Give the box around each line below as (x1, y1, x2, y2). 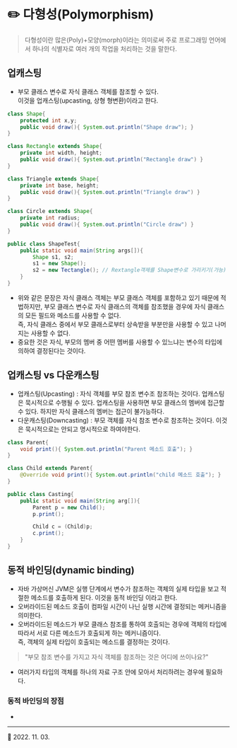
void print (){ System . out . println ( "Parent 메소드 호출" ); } (20, 445, 193, 453)
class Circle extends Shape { (7, 208, 93, 215)
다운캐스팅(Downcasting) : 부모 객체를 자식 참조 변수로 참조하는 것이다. (17, 415, 214, 425)
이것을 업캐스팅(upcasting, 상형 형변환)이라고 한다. (17, 96, 159, 105)
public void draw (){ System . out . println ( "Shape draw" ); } (20, 123, 194, 131)
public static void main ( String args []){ (20, 247, 143, 254)
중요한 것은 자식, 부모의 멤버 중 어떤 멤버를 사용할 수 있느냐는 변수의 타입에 (17, 338, 223, 346)
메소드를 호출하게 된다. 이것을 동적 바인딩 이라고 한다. (30, 593, 178, 602)
